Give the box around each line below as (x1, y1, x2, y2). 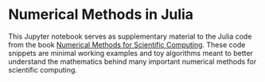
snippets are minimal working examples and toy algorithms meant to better (8, 48, 253, 58)
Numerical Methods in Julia (8, 6, 193, 24)
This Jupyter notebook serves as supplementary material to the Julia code (8, 32, 252, 41)
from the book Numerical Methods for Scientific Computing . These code (8, 39, 246, 49)
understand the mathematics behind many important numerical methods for (8, 57, 257, 66)
